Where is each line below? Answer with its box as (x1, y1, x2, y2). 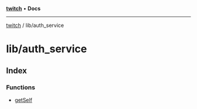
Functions (6, 83, 35, 91)
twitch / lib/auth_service (6, 22, 64, 29)
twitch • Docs (6, 5, 41, 12)
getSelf (14, 96, 32, 103)
